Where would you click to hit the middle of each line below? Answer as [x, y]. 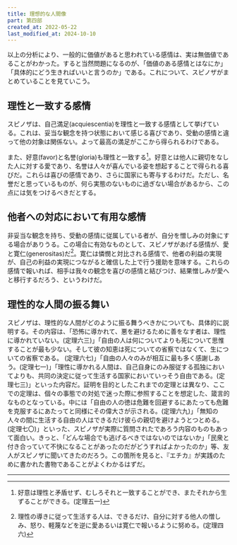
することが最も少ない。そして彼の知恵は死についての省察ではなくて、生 [112, 349]
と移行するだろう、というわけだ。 [56, 280]
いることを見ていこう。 [60, 81]
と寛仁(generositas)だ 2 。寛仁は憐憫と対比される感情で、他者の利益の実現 [115, 253]
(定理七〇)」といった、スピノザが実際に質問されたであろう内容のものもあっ [118, 429]
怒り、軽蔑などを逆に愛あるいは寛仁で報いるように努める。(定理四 [127, 525]
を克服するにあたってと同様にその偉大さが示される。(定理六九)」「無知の [113, 411]
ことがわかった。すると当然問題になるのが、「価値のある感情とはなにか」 [120, 64]
